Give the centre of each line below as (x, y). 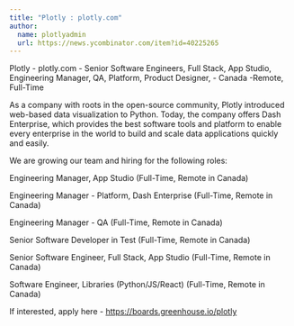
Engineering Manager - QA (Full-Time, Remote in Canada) (116, 222)
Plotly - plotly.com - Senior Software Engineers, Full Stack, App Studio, (141, 68)
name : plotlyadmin (52, 34)
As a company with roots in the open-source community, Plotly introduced (147, 105)
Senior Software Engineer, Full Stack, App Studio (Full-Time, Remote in (140, 258)
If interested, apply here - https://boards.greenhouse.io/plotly (123, 312)
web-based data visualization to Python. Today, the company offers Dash (145, 114)
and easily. (29, 143)
